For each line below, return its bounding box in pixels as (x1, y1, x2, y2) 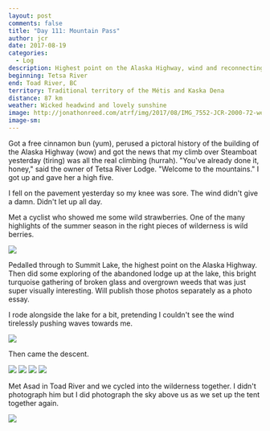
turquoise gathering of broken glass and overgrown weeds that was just (8, 277, 247, 286)
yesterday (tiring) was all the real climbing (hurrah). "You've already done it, (8, 155, 260, 165)
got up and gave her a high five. (8, 172, 114, 182)
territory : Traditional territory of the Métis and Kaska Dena (8, 86, 225, 95)
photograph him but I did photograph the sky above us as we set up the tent (8, 389, 260, 399)
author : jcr (8, 34, 48, 43)
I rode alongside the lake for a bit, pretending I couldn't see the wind (8, 310, 235, 319)
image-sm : (8, 117, 42, 125)
